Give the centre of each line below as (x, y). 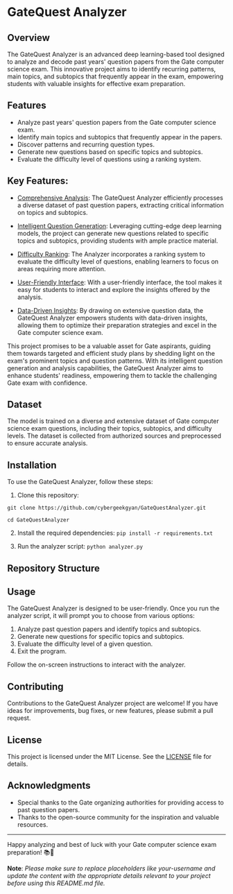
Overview (29, 38)
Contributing (35, 686)
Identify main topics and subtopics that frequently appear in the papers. (120, 137)
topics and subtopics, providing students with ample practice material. (118, 241)
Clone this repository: (48, 495)
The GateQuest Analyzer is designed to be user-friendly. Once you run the (113, 608)
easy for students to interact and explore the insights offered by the (113, 289)
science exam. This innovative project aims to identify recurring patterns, (112, 69)
